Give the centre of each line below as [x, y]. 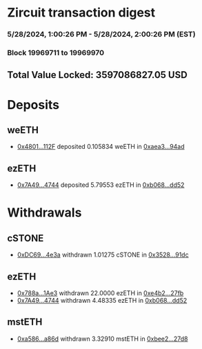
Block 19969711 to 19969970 [56, 53]
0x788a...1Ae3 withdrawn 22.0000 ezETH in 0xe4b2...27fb [100, 293]
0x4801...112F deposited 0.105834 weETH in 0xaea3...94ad [101, 147]
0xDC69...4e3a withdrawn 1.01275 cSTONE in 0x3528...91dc [103, 255]
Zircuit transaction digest [81, 13]
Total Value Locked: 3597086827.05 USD [97, 75]
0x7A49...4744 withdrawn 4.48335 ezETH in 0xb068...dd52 [102, 301]
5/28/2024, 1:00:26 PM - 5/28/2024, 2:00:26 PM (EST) [101, 34]
